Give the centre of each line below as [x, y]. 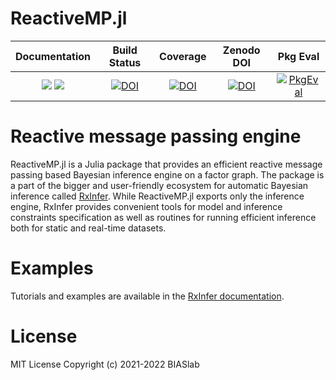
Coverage [183, 56]
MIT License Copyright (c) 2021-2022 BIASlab [105, 364]
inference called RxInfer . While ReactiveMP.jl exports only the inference [157, 196]
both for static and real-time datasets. [88, 228]
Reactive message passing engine [156, 136]
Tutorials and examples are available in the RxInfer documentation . [147, 296]
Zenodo [241, 50]
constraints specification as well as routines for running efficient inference [163, 217]
